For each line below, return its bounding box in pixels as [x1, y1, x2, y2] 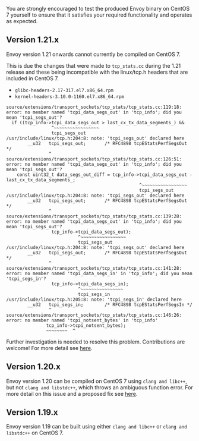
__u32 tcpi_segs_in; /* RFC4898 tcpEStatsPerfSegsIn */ [27, 301, 193, 308]
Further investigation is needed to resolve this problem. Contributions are [6, 338, 185, 345]
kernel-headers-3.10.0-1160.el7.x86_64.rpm [14, 93, 125, 100]
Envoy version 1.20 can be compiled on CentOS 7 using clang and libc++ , [6, 377, 187, 385]
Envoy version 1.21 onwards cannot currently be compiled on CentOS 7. [6, 51, 181, 58]
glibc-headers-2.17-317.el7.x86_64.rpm [14, 87, 114, 93]
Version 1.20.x [6, 362, 61, 372]
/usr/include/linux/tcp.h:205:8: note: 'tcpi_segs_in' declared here [6, 297, 182, 303]
